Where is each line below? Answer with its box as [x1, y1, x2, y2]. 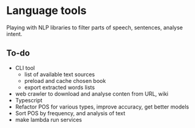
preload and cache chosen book [24, 77, 106, 84]
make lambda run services [15, 116, 83, 123]
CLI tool [15, 64, 35, 71]
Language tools [6, 4, 87, 18]
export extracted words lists [24, 84, 95, 91]
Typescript [15, 96, 43, 104]
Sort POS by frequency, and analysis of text [15, 109, 125, 116]
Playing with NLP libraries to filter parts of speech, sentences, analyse [6, 24, 183, 31]
